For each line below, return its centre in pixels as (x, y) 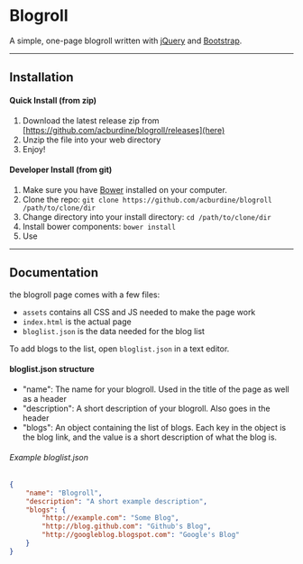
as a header (45, 398)
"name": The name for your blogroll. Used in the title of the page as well (156, 389)
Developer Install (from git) (61, 170)
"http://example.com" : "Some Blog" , (110, 518)
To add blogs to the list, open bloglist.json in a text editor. (119, 349)
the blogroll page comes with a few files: (85, 295)
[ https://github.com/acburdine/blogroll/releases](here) (124, 130)
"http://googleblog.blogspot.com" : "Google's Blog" (141, 535)
